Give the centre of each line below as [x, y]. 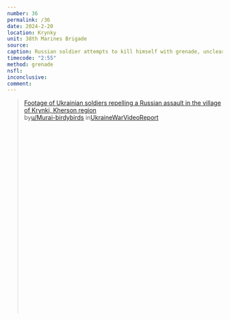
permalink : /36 [29, 20]
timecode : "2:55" [32, 58]
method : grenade [30, 64]
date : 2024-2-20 [30, 26]
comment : [20, 84]
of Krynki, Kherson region [60, 110]
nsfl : [15, 71]
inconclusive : [27, 77]
